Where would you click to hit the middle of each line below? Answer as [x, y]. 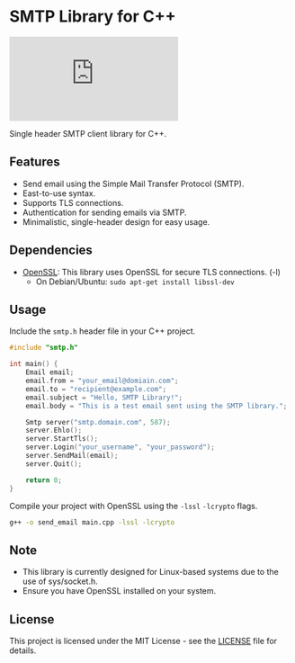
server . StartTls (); [62, 439]
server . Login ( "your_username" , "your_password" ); [121, 447]
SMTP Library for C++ [93, 17]
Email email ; [50, 372]
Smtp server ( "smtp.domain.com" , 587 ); [98, 422]
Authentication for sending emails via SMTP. [104, 212]
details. [23, 650]
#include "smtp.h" [44, 348]
